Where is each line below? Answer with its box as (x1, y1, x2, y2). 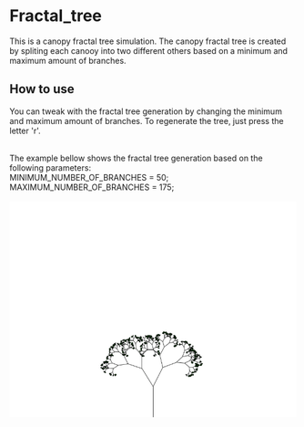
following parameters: (9, 161, 92, 173)
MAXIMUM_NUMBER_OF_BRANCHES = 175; (9, 182, 175, 193)
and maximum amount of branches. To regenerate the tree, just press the (9, 115, 284, 126)
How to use (9, 81, 75, 97)
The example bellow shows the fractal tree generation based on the (9, 152, 263, 163)
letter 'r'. (9, 125, 41, 136)
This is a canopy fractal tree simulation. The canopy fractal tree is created (9, 36, 287, 47)
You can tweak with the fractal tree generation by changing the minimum (9, 106, 282, 117)
